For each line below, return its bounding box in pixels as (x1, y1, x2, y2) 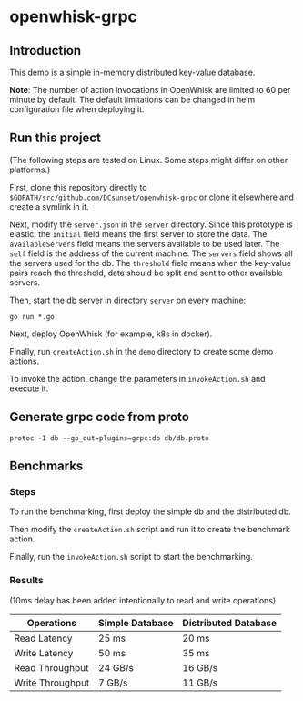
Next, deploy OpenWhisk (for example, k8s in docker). (9, 328, 213, 339)
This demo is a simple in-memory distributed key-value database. (9, 67, 256, 77)
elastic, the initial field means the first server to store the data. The (9, 228, 268, 239)
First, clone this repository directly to (9, 181, 147, 192)
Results (9, 574, 44, 587)
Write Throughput (14, 676, 90, 689)
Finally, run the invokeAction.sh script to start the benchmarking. (9, 552, 253, 562)
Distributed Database (182, 616, 278, 629)
